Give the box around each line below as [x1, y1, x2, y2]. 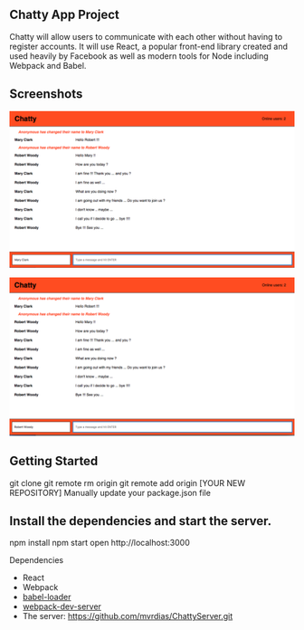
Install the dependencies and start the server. [9, 513, 272, 529]
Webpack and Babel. [9, 60, 87, 71]
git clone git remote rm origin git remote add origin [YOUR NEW [9, 477, 246, 488]
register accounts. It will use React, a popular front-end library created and [9, 41, 288, 52]
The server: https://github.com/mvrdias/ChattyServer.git [22, 611, 233, 622]
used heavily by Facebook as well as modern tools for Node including [9, 50, 269, 62]
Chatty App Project [9, 7, 119, 23]
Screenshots [9, 86, 83, 102]
